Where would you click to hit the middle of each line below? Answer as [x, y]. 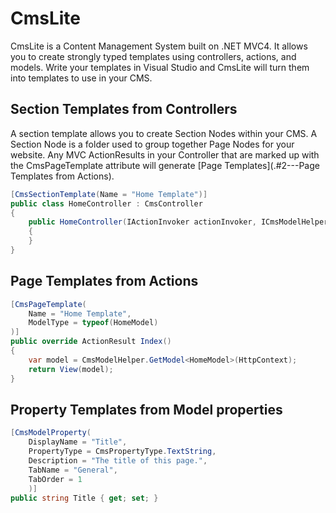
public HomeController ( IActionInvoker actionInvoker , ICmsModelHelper [178, 222]
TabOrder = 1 [55, 479]
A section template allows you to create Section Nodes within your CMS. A [164, 133]
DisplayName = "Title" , [78, 442]
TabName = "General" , [73, 470]
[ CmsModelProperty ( [51, 433]
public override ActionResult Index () [91, 342]
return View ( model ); [71, 369]
